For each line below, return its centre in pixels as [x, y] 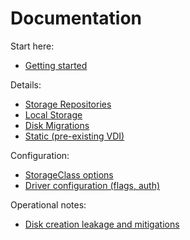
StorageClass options [69, 174]
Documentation [76, 18]
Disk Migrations [57, 125]
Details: [26, 84]
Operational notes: [48, 204]
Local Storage [53, 114]
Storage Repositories [68, 104]
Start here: [32, 46]
